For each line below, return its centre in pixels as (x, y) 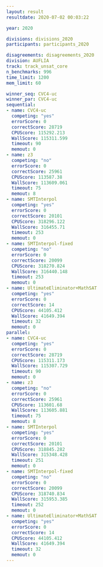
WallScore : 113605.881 (40, 410)
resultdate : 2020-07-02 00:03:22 (48, 17)
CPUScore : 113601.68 (37, 405)
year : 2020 (20, 28)
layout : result (25, 12)
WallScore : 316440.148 (40, 272)
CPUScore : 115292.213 (38, 133)
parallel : (18, 333)
